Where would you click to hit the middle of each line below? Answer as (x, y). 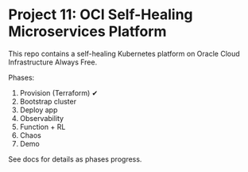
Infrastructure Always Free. (53, 62)
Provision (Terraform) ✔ (59, 92)
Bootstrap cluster (48, 101)
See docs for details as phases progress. (75, 159)
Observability (42, 118)
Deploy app (39, 110)
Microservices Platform (87, 31)
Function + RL (43, 127)
